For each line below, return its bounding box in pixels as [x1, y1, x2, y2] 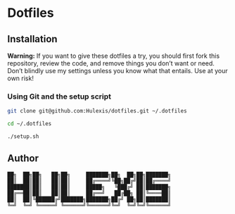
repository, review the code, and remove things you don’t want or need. [7, 59, 215, 68]
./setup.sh [7, 133, 39, 140]
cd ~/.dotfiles [7, 120, 52, 127]
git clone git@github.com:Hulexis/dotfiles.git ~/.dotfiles [7, 108, 188, 115]
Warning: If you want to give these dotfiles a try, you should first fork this [7, 51, 220, 60]
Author [7, 153, 39, 165]
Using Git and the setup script [7, 92, 111, 101]
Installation [7, 33, 58, 45]
